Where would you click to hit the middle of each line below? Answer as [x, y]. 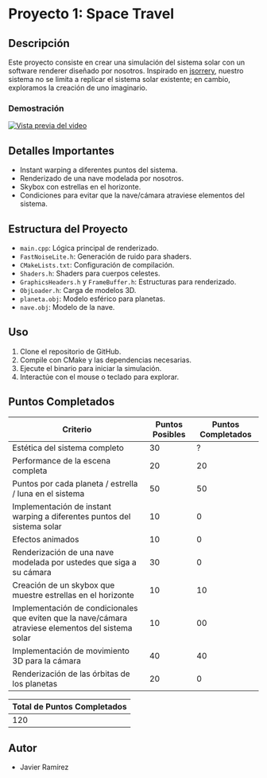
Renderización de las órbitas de [71, 674]
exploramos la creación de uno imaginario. [78, 88]
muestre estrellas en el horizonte [74, 595]
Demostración [36, 108]
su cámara [32, 572]
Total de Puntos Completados [70, 706]
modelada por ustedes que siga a [74, 562]
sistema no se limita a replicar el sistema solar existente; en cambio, [119, 79]
